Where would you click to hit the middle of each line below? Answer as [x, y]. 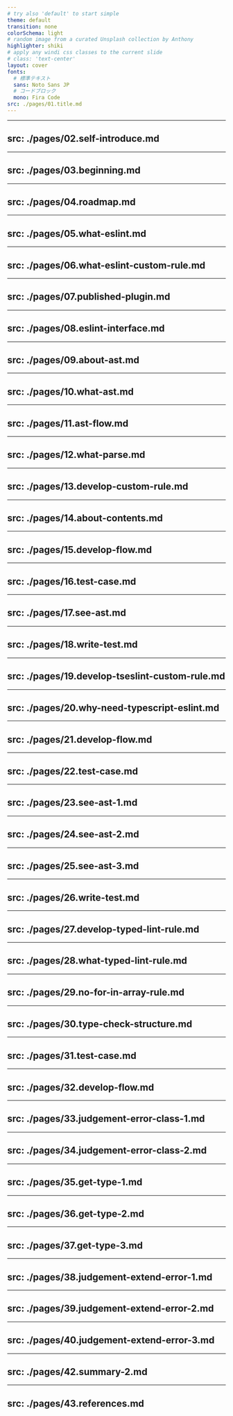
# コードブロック [35, 91]
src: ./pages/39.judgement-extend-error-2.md [111, 1309]
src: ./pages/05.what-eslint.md [77, 233]
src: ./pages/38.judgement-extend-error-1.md [110, 1277]
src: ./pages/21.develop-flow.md [80, 740]
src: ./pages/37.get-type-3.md [75, 1245]
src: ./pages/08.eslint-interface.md [86, 328]
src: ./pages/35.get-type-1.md [75, 1182]
